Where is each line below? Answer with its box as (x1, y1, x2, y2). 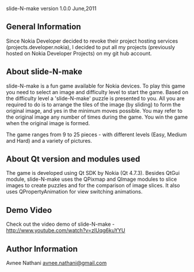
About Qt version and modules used (6, 154, 141, 164)
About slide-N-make (6, 67, 83, 77)
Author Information (6, 244, 78, 254)
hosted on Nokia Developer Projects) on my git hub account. (6, 50, 152, 57)
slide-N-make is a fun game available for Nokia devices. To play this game (6, 82, 186, 89)
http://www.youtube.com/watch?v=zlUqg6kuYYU (6, 227, 125, 234)
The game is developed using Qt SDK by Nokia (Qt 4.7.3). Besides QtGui (6, 170, 180, 177)
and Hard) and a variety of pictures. (6, 137, 93, 144)
